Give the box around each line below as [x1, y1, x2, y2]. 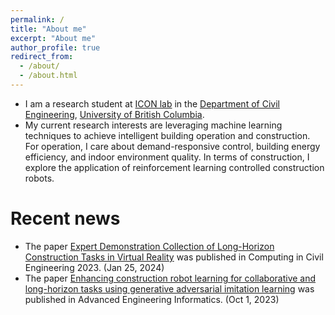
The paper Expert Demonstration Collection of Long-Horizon [24, 240, 275, 252]
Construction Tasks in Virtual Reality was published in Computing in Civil [24, 251, 324, 263]
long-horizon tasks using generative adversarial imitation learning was [24, 282, 315, 295]
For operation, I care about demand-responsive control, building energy [24, 140, 321, 152]
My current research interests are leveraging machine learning [24, 119, 283, 131]
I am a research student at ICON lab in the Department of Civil [24, 97, 280, 110]
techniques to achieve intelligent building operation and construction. [24, 129, 311, 141]
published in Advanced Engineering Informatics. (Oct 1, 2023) [24, 293, 280, 305]
